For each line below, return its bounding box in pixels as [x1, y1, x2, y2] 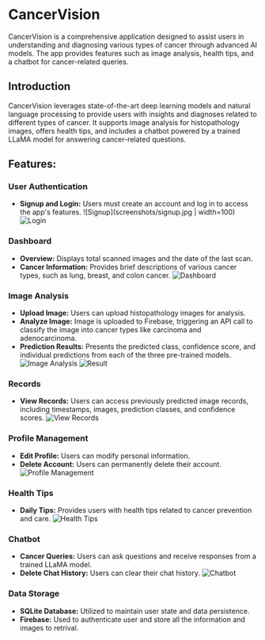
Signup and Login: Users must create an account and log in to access [19, 199, 248, 209]
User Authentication [8, 181, 89, 192]
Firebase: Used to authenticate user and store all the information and [19, 615, 245, 624]
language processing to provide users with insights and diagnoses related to [8, 109, 257, 119]
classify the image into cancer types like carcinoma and [19, 325, 202, 335]
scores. [19, 413, 45, 422]
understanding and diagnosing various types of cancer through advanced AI [8, 40, 258, 49]
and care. [19, 513, 51, 523]
